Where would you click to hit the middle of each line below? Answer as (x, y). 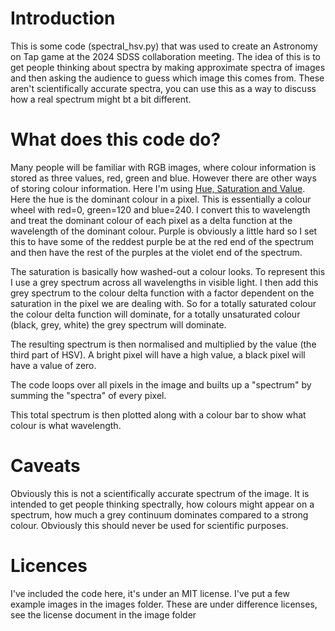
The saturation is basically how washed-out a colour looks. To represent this (168, 271)
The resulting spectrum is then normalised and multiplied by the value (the (163, 344)
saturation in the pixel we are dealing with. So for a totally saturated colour (163, 303)
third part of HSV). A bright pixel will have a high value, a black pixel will (158, 354)
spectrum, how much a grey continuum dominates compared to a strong (159, 514)
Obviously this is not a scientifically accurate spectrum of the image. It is (160, 493)
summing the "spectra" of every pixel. (88, 395)
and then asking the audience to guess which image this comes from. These (167, 78)
